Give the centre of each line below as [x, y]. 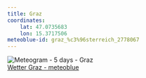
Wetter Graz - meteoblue [43, 67]
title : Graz [25, 14]
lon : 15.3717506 [44, 33]
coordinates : [26, 20]
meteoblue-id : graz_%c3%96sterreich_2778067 [73, 40]
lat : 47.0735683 [44, 27]
